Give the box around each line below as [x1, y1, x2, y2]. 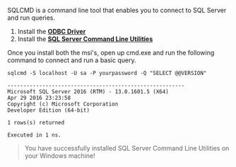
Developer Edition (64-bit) [7, 107, 90, 114]
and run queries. [7, 13, 55, 22]
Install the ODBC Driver [17, 28, 86, 35]
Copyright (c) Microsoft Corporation [7, 100, 119, 108]
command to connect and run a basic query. [7, 56, 136, 64]
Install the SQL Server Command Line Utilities [17, 35, 153, 43]
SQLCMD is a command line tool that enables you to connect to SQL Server [7, 6, 227, 14]
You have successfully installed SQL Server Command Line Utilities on [24, 144, 230, 152]
